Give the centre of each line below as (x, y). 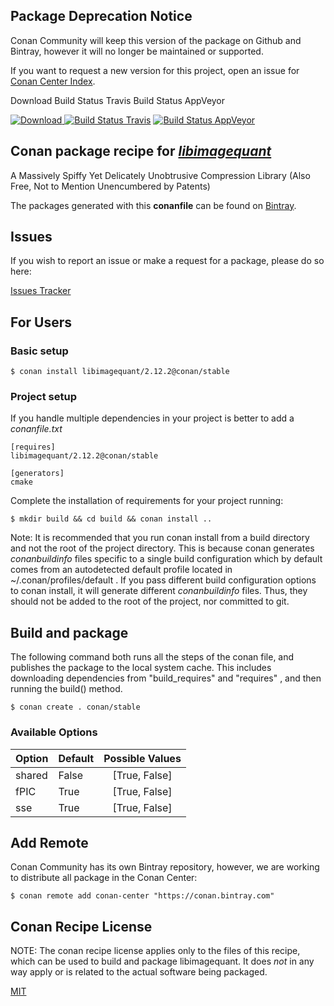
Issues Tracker (41, 291)
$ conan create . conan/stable (75, 707)
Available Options (54, 732)
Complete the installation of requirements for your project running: (147, 501)
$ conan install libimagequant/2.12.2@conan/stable (120, 372)
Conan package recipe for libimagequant (141, 151)
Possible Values (142, 758)
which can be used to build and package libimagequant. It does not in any (162, 961)
